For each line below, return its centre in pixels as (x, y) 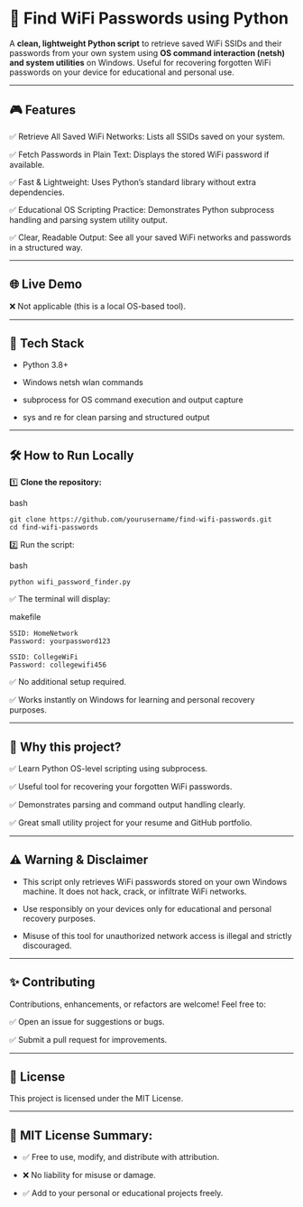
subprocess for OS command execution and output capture (133, 400)
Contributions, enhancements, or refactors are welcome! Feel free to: (138, 1004)
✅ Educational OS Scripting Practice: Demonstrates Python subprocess (142, 209)
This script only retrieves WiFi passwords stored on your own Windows (155, 881)
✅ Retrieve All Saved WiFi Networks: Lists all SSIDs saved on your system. (147, 136)
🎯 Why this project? (65, 746)
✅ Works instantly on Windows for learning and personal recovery (132, 700)
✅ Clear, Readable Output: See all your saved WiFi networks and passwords (150, 237)
